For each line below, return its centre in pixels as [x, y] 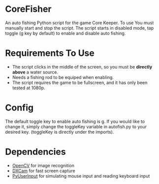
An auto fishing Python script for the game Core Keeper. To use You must [79, 23]
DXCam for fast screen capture [44, 171]
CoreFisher [28, 9]
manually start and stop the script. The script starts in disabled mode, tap [79, 28]
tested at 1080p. [29, 88]
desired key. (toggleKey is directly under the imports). [60, 132]
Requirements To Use [50, 53]
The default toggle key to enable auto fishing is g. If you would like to [75, 121]
